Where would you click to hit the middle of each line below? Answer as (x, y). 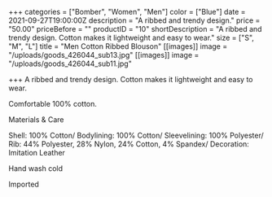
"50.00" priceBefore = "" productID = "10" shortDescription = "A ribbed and (135, 29)
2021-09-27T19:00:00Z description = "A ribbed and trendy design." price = (134, 20)
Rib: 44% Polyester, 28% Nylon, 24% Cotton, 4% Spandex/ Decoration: (129, 144)
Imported (24, 184)
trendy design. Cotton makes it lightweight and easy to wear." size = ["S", (132, 37)
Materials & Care (36, 120)
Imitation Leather (37, 153)
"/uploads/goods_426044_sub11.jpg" (70, 63)
